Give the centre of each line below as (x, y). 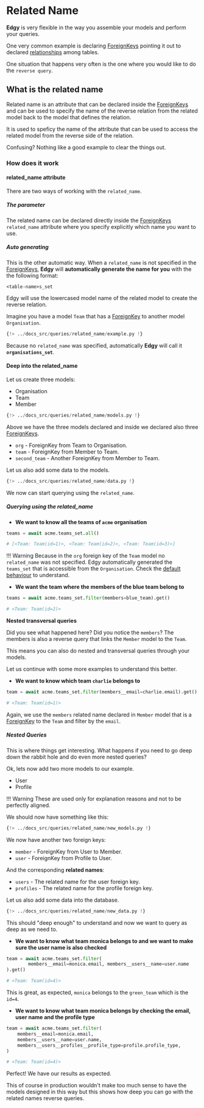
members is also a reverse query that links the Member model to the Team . (97, 639)
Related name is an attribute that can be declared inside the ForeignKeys (97, 104)
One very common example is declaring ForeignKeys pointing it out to (94, 46)
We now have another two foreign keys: (56, 840)
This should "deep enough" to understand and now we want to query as (97, 922)
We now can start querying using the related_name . (71, 493)
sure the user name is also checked (61, 947)
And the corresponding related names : (55, 870)
